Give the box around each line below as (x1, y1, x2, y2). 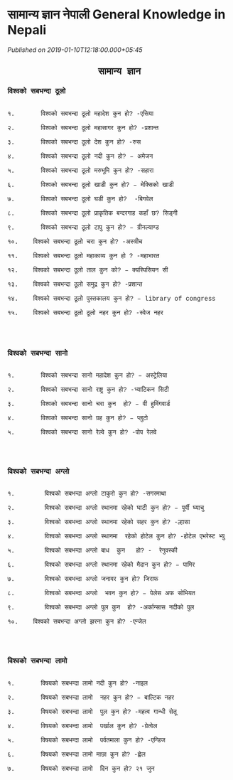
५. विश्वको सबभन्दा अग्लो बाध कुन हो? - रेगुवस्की (7, 547, 178, 555)
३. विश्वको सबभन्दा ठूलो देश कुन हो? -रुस (7, 138, 141, 146)
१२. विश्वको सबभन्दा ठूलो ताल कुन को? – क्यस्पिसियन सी (7, 266, 168, 274)
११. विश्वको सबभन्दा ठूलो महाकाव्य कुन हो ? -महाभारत (7, 252, 160, 260)
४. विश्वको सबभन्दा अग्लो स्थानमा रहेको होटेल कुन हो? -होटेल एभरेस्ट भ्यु (7, 533, 225, 541)
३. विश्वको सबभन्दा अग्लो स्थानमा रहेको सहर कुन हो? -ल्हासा (7, 518, 190, 527)
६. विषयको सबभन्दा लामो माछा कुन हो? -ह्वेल (7, 750, 146, 759)
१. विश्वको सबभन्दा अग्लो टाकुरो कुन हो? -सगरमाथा (7, 490, 167, 498)
